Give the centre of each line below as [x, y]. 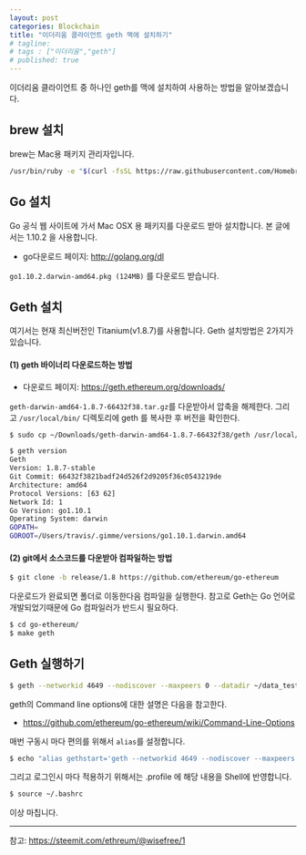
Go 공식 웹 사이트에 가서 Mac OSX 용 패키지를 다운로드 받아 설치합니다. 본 [141, 225]
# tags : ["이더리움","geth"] [63, 52]
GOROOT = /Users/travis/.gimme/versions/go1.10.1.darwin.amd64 [128, 536]
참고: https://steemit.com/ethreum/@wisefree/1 [97, 840]
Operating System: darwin [58, 519]
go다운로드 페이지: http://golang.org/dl [93, 256]
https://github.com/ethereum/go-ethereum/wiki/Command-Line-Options [158, 722]
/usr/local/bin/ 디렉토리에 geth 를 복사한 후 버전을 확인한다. [129, 417]
